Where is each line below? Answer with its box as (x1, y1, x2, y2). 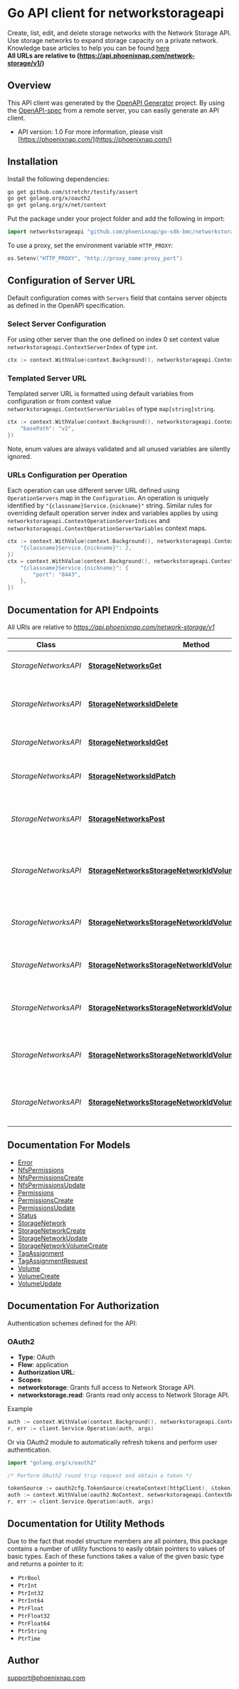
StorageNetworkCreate (17, 1226, 86, 1234)
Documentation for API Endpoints (7, 604, 159, 616)
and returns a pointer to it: (7, 1559, 84, 1568)
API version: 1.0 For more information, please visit (17, 127, 164, 136)
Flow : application (17, 1360, 69, 1369)
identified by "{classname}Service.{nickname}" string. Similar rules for (7, 501, 213, 510)
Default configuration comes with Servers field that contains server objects (7, 294, 228, 302)
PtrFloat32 (17, 1612, 51, 1619)
